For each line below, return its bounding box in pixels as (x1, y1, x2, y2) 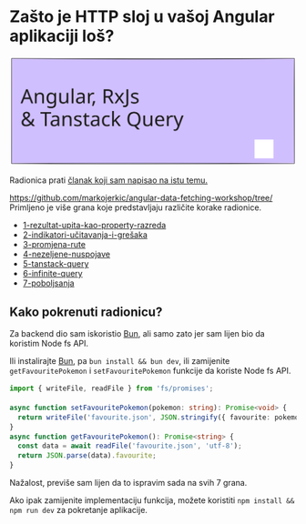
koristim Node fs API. (9, 338, 89, 349)
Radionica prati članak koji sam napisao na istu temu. (9, 175, 208, 186)
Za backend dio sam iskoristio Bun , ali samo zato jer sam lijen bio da (9, 328, 266, 339)
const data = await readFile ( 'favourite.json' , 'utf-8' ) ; (17, 441, 243, 451)
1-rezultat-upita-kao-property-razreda (22, 220, 167, 231)
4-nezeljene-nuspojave (22, 248, 111, 260)
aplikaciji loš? (9, 25, 115, 46)
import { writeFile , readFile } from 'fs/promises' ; (9, 384, 214, 393)
